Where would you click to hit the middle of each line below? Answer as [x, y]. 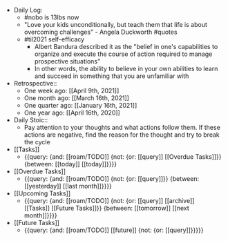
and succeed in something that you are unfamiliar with [112, 76]
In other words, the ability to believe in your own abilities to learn [126, 69]
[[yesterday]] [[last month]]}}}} [68, 186]
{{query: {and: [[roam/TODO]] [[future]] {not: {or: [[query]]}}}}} [114, 230]
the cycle [37, 142]
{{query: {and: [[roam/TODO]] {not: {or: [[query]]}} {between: [112, 179]
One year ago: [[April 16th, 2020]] [72, 113]
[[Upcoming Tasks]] [42, 193]
